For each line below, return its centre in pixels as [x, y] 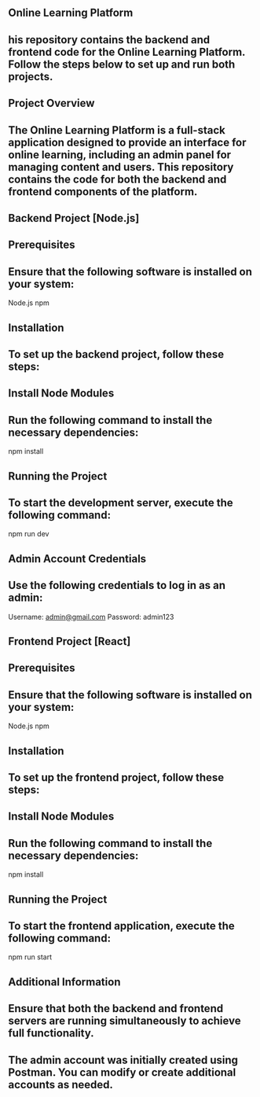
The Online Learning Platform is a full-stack [117, 130]
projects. [31, 77]
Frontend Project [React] [70, 641]
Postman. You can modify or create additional [122, 1072]
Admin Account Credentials [77, 559]
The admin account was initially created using [123, 1060]
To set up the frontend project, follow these [116, 777]
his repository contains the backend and [109, 40]
